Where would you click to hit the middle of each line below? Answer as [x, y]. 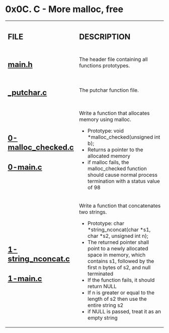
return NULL [102, 287]
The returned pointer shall [118, 242]
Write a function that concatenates [120, 206]
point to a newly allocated [118, 249]
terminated [101, 274]
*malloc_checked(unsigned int [124, 137]
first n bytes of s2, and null [119, 268]
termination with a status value [124, 181]
